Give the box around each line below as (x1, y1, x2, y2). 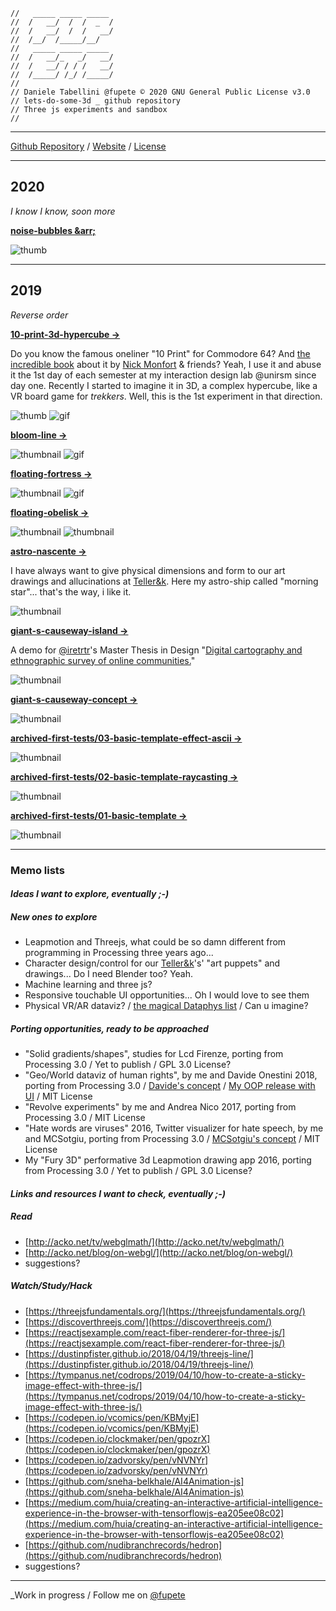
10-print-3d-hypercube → (10, 328, 121, 340)
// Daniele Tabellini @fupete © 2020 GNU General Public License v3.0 (10, 87, 311, 97)
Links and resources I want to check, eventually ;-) (10, 1187, 227, 1199)
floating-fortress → (10, 467, 93, 479)
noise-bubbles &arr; (10, 224, 97, 236)
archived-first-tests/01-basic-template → (10, 809, 188, 821)
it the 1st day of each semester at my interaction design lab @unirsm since (10, 369, 317, 381)
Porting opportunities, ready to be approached (10, 1022, 209, 1034)
